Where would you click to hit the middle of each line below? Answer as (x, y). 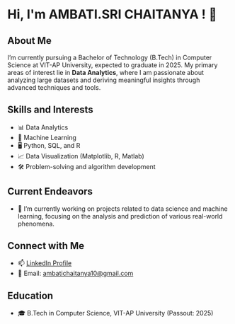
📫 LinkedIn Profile (45, 263)
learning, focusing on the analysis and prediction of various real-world (120, 216)
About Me (29, 41)
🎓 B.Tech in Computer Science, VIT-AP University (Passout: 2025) (115, 313)
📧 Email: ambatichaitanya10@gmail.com (75, 273)
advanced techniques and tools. (54, 87)
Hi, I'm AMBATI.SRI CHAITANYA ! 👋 (112, 15)
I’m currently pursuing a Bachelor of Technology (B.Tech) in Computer (110, 57)
